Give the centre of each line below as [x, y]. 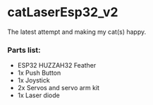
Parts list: [24, 50]
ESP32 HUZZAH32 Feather [57, 66]
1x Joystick [34, 80]
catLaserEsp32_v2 [63, 12]
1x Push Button [39, 73]
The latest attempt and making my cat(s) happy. [77, 32]
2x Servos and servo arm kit [59, 88]
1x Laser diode [38, 95]
